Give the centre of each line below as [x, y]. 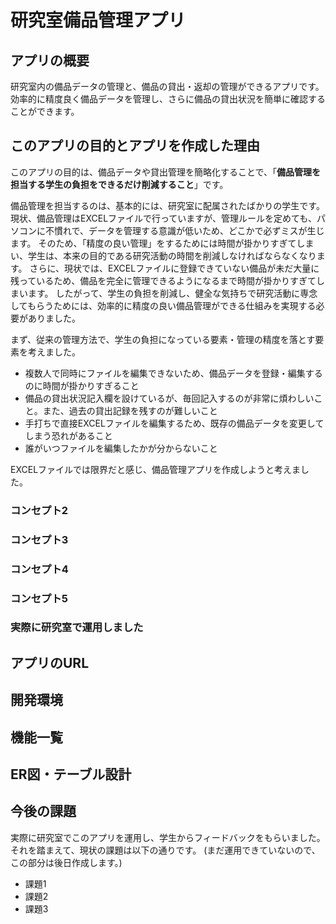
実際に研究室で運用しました [77, 628]
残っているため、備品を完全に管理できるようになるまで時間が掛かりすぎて [163, 280]
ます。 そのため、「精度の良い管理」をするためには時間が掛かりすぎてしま [162, 243]
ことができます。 [45, 111]
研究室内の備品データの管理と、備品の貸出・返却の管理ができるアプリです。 [167, 86]
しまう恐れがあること [68, 435]
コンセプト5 [39, 598]
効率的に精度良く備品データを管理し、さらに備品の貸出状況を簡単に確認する [168, 99]
